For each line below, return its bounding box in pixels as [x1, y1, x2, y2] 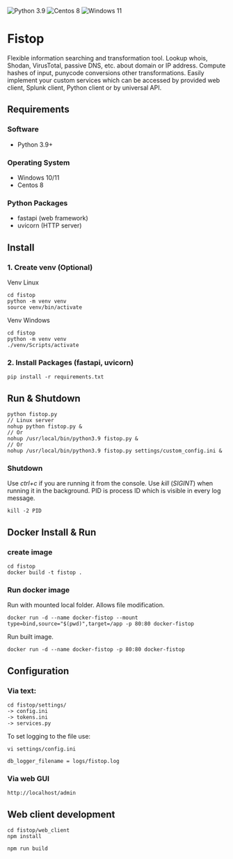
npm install [7, 833, 42, 840]
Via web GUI [7, 773, 50, 783]
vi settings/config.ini [7, 745, 77, 753]
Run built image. [7, 633, 54, 641]
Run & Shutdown [7, 392, 81, 404]
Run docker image [7, 585, 70, 595]
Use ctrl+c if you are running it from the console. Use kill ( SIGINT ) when [7, 479, 214, 488]
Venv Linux [7, 278, 40, 287]
